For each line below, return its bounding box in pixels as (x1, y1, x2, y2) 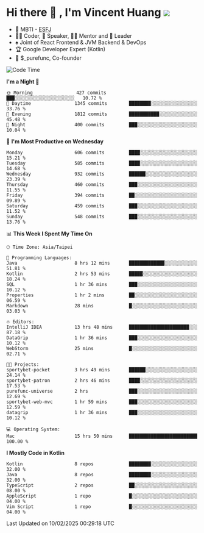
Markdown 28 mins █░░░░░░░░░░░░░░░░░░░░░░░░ (6, 302, 198, 309)
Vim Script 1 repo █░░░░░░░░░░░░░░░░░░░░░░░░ (6, 503, 198, 510)
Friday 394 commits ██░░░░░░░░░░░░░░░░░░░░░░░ (6, 192, 198, 198)
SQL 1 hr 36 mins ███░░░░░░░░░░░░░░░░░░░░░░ (6, 281, 198, 287)
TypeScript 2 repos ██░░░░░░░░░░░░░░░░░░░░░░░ (6, 482, 198, 488)
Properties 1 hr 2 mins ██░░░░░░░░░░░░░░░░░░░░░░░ (6, 292, 198, 298)
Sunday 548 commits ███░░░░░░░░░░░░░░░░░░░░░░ (6, 213, 198, 220)
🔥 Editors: (6, 318, 35, 325)
